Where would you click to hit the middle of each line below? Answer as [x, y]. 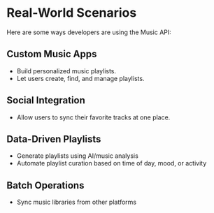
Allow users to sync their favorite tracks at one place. [93, 117]
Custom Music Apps [52, 54]
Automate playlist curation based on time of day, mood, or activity [112, 163]
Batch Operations [45, 185]
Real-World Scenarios [72, 13]
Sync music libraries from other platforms [77, 202]
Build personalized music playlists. [66, 71]
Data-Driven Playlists [54, 139]
